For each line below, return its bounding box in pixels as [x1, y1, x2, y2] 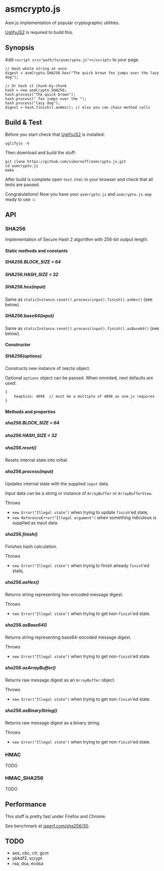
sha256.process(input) [5, 469, 54, 474]
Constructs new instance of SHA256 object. [5, 365, 91, 371]
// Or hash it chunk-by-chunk [5, 83, 67, 88]
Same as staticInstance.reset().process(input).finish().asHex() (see [5, 296, 153, 302]
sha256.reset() [5, 445, 37, 451]
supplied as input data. [12, 520, 59, 526]
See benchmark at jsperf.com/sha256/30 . [5, 823, 90, 829]
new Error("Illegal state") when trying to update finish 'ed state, [12, 510, 149, 516]
